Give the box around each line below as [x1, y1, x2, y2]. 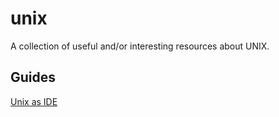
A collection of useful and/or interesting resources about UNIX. [10, 40, 270, 52]
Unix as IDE [10, 95, 58, 107]
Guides [10, 69, 57, 86]
